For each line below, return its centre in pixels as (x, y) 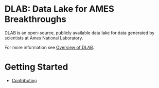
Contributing (24, 80)
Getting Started (36, 67)
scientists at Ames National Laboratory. (44, 38)
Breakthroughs (35, 19)
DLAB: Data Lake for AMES (60, 9)
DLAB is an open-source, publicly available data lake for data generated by (79, 33)
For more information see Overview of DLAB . (49, 47)
